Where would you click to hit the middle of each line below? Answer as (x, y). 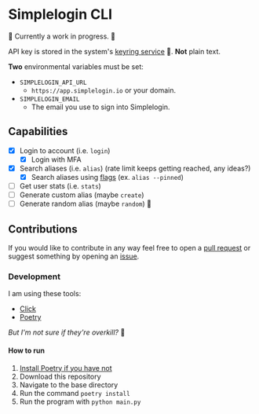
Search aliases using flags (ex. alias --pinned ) (108, 177)
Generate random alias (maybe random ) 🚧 (85, 204)
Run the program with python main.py (80, 401)
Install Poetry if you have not (66, 368)
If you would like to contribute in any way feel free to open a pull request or (129, 248)
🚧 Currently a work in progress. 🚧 (62, 36)
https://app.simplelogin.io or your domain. (104, 90)
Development (35, 277)
